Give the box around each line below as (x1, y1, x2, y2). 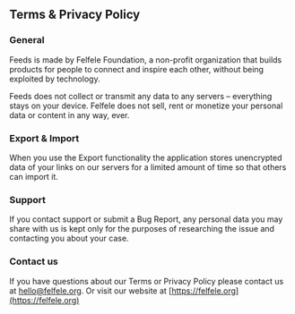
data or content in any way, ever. (9, 109, 130, 120)
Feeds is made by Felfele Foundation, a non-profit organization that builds (9, 54, 282, 65)
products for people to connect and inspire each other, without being (9, 64, 265, 74)
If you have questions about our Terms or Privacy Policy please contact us (9, 276, 284, 286)
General (9, 34, 45, 47)
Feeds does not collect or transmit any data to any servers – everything (9, 90, 273, 101)
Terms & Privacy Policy (9, 7, 141, 22)
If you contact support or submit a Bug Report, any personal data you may (9, 214, 283, 225)
